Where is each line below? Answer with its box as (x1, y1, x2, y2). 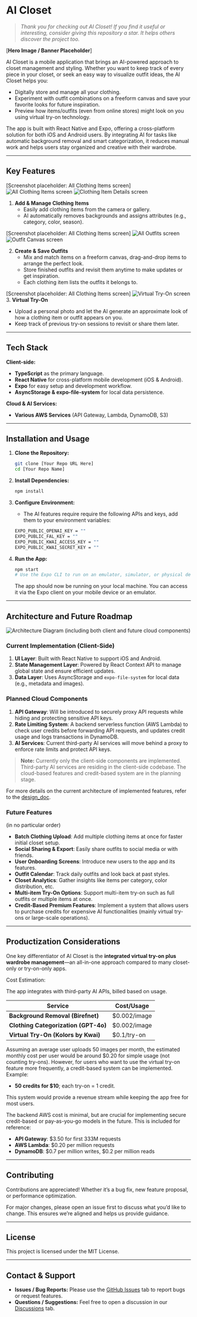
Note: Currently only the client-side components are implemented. (20, 757, 182, 764)
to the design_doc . (6, 793, 51, 800)
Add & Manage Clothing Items (14, 199, 89, 207)
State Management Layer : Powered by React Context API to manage (14, 661, 182, 669)
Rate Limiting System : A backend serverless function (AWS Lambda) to (14, 720, 189, 727)
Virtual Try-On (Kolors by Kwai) (9, 1030, 101, 1039)
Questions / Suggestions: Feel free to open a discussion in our (14, 1299, 168, 1306)
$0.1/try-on (112, 1030, 146, 1039)
